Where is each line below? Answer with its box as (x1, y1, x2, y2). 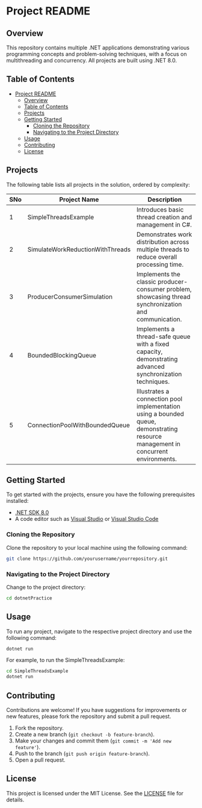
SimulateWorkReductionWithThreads (27, 245, 131, 254)
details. (6, 796, 25, 803)
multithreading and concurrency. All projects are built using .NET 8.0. (6, 57, 177, 64)
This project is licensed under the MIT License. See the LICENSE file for (6, 789, 184, 797)
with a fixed (136, 339, 170, 348)
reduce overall (136, 252, 177, 261)
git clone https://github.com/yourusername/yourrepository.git (6, 556, 168, 562)
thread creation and (136, 213, 192, 221)
